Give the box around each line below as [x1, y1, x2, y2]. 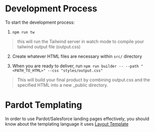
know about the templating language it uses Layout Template [5, 121, 129, 127]
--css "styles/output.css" [47, 68, 103, 73]
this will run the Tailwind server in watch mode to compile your [17, 38, 144, 44]
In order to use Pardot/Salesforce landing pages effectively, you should [5, 116, 149, 122]
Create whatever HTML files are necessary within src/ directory [12, 53, 142, 59]
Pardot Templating [5, 99, 82, 111]
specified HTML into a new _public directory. [17, 82, 108, 88]
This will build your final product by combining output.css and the [17, 77, 150, 83]
